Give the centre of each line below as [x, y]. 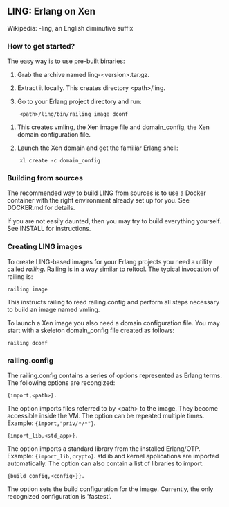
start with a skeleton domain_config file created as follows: [91, 330]
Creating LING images [45, 247]
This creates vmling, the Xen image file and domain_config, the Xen [113, 127]
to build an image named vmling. [54, 309]
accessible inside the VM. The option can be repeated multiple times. [106, 416]
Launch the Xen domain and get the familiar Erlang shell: [98, 148]
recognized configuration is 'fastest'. [59, 496]
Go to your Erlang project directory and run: [79, 102]
